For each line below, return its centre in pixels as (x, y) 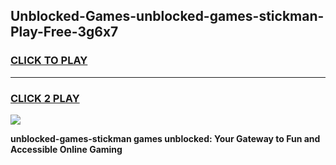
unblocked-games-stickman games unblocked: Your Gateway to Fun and (165, 138)
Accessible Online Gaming (66, 149)
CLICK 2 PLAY (45, 98)
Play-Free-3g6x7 (64, 32)
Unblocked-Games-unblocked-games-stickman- (167, 16)
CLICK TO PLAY (49, 61)
